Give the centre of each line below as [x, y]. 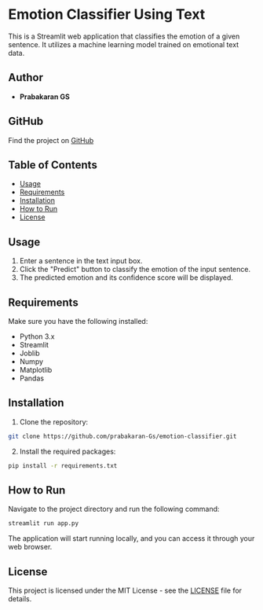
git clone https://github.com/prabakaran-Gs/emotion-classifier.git [122, 436]
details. [20, 599]
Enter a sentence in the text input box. [81, 261]
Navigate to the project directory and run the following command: [114, 509]
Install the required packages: [68, 451]
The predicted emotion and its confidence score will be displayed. [126, 277]
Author [26, 77]
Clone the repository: [54, 421]
